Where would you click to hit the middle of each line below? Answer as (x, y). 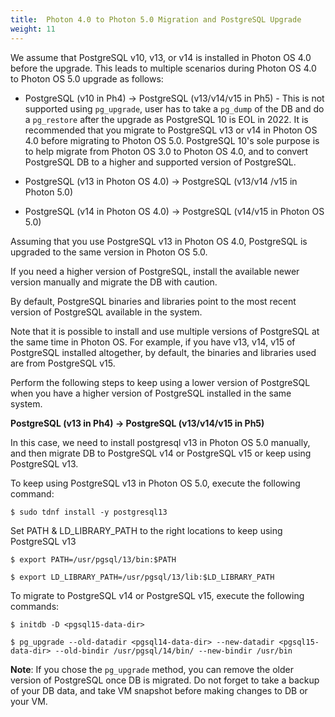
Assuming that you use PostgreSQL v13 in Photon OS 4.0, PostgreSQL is (159, 241)
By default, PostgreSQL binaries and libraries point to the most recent (153, 301)
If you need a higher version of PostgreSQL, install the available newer (155, 271)
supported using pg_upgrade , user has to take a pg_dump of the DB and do (174, 108)
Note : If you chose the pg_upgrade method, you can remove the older (152, 669)
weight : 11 (33, 29)
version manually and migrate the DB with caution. (114, 282)
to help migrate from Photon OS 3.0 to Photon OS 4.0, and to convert (166, 151)
